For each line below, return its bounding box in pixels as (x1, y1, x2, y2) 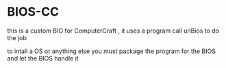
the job (7, 33, 27, 41)
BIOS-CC (7, 4, 60, 20)
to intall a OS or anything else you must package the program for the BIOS (7, 47, 216, 55)
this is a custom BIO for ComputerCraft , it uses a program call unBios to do (7, 27, 219, 35)
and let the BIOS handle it (7, 54, 79, 62)
